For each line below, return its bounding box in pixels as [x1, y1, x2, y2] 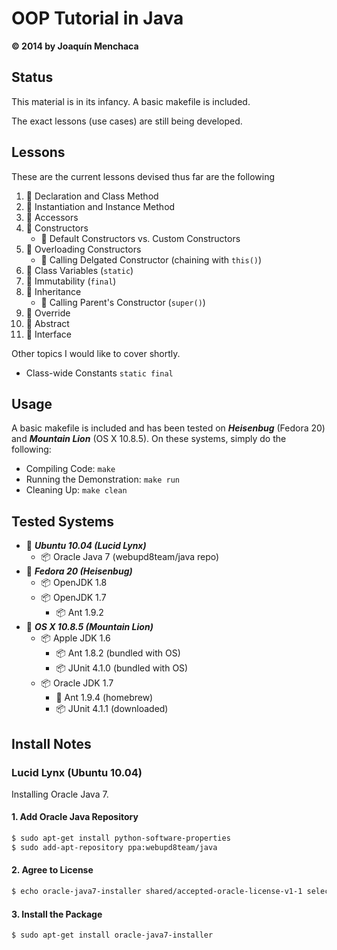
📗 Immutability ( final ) [25, 275, 117, 287]
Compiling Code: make [25, 463, 116, 475]
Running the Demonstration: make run [25, 473, 180, 486]
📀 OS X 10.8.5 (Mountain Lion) [25, 621, 154, 633]
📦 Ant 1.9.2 [55, 607, 104, 619]
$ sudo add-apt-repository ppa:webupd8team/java [11, 842, 218, 852]
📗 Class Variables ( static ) [25, 264, 134, 276]
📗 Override [25, 307, 71, 319]
